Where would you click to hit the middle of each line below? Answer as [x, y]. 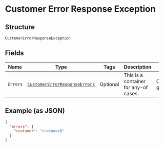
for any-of [136, 87]
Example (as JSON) [35, 111]
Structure [20, 27]
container [135, 81]
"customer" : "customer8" [39, 131]
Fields [15, 53]
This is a [133, 75]
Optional [110, 84]
